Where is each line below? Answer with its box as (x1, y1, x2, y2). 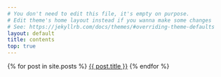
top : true (7, 43, 36, 50)
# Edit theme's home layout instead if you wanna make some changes (7, 17, 212, 24)
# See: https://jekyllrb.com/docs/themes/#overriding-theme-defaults (7, 23, 215, 30)
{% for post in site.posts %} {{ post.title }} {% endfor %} (7, 62, 170, 70)
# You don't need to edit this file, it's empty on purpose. (7, 10, 190, 17)
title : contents (7, 36, 55, 43)
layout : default (7, 29, 55, 37)
